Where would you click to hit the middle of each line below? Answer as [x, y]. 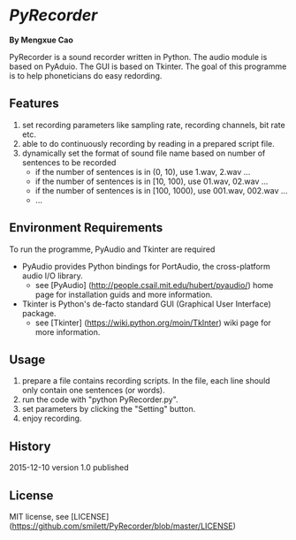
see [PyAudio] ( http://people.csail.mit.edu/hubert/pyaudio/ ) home [154, 285]
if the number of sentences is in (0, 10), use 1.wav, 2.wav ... [143, 171]
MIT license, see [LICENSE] [59, 517]
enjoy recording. [52, 418]
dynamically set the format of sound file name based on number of [144, 153]
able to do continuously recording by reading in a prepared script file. [148, 143]
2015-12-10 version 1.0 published [69, 468]
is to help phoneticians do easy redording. [86, 75]
